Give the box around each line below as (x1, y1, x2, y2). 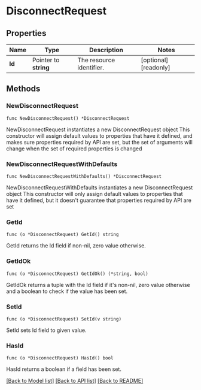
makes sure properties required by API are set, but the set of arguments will (6, 138, 193, 146)
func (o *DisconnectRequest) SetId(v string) (6, 316, 121, 322)
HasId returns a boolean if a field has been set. (6, 365, 121, 373)
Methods (6, 84, 41, 94)
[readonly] (141, 64, 170, 71)
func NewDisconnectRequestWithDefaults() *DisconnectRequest (6, 173, 162, 179)
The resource (77, 56, 115, 64)
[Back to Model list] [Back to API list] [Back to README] (6, 377, 144, 385)
